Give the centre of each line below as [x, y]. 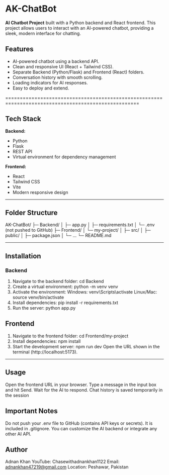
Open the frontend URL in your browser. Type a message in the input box [81, 385]
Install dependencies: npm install [47, 341]
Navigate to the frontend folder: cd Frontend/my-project [70, 336]
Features [19, 49]
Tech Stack [23, 119]
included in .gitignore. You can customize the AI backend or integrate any [81, 428]
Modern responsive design [40, 192]
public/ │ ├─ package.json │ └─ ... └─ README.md [58, 235]
